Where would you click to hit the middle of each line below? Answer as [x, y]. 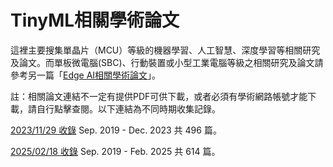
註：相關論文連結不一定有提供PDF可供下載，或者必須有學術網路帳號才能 [159, 96]
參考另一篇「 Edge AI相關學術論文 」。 [86, 75]
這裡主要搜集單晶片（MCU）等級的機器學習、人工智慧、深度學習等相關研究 [165, 50]
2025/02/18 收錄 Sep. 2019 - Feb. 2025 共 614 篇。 [115, 151]
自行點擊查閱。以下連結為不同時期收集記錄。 [128, 108]
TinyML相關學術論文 [95, 20]
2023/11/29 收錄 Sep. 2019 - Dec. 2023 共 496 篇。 [116, 130]
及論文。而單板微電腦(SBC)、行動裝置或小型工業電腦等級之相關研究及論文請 [167, 62]
